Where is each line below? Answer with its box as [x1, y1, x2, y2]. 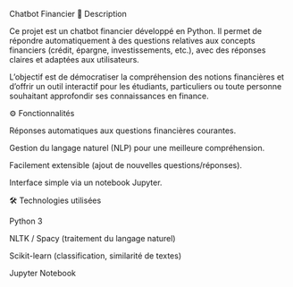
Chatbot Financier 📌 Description [9, 9, 128, 19]
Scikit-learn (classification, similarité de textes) [9, 250, 181, 261]
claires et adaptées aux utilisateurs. [9, 55, 140, 64]
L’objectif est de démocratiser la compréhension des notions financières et [9, 72, 284, 82]
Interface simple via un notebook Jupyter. [9, 177, 163, 188]
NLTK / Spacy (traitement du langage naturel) [9, 233, 176, 243]
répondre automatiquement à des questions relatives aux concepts [9, 36, 256, 46]
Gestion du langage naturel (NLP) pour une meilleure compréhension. [9, 143, 265, 153]
